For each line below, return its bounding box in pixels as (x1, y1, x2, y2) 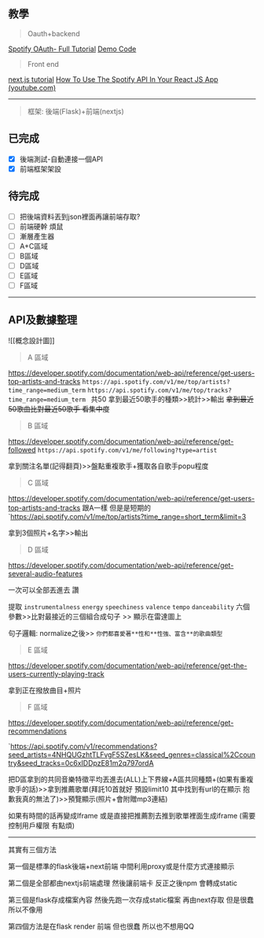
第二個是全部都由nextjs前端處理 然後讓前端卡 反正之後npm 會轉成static (8, 878, 238, 888)
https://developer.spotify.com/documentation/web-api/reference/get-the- (8, 660, 247, 670)
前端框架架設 (19, 164, 61, 173)
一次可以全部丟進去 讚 (8, 585, 79, 594)
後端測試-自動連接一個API (19, 154, 104, 164)
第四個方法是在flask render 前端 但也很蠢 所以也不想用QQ (8, 921, 195, 931)
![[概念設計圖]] (8, 335, 55, 345)
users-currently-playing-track (8, 669, 104, 678)
